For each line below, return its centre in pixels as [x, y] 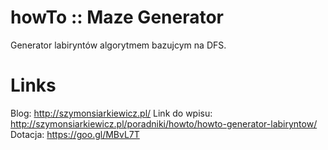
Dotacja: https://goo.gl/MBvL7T [75, 134]
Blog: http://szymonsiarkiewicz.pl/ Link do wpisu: [111, 113]
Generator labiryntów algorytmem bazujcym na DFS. [118, 45]
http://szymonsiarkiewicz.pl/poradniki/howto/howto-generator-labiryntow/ [164, 123]
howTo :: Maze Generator [117, 17]
